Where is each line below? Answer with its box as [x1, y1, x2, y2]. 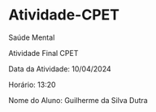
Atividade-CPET [8, 6, 120, 24]
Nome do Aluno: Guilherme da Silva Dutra [8, 95, 148, 105]
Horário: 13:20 [8, 80, 56, 89]
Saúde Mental [8, 32, 55, 42]
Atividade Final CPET [8, 48, 79, 58]
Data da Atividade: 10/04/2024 [8, 63, 111, 74]
